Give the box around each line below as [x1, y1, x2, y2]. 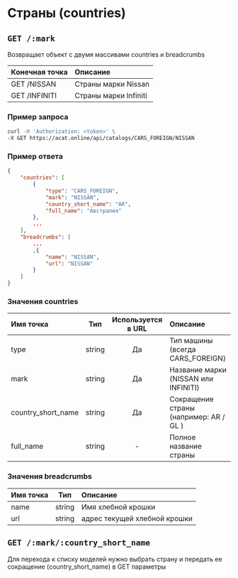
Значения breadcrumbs [7, 471, 92, 481]
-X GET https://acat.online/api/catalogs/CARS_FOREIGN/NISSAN [7, 135, 195, 142]
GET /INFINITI [11, 91, 57, 100]
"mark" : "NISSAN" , [45, 194, 100, 201]
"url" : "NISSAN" [45, 260, 93, 267]
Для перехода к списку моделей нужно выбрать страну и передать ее [7, 555, 222, 563]
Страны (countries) [7, 5, 126, 21]
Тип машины [169, 336, 213, 346]
